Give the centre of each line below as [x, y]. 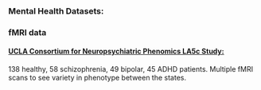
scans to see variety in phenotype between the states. [97, 78]
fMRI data [27, 32]
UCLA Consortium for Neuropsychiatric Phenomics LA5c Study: [116, 51]
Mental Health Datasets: [56, 11]
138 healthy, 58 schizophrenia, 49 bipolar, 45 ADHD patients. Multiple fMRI [130, 69]
